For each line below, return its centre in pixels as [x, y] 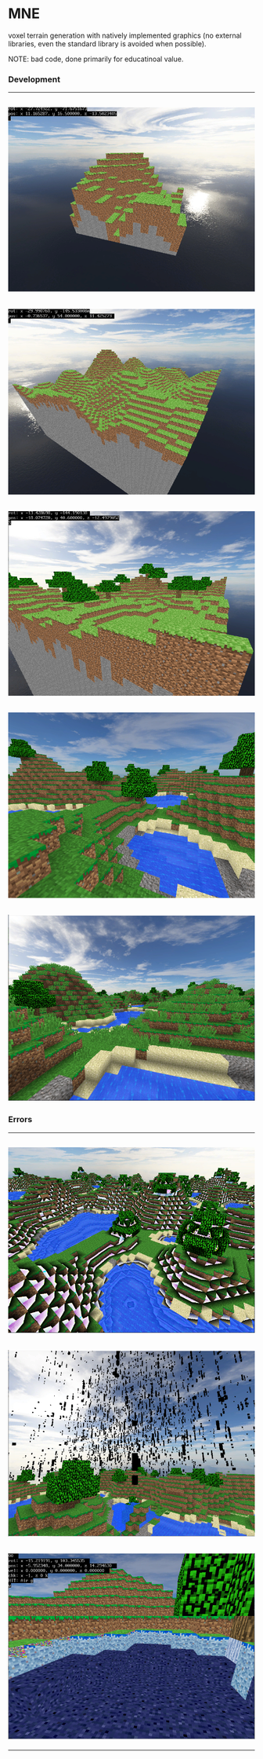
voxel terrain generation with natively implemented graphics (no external [125, 35]
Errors [20, 1120]
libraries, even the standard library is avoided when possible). [107, 43]
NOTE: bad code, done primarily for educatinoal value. [96, 59]
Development [34, 79]
